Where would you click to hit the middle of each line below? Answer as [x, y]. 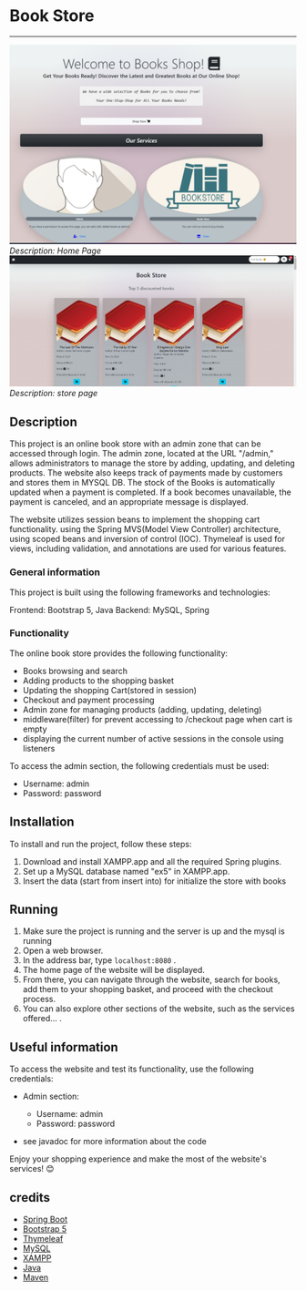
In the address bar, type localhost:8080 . [99, 960]
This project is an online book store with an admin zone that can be [135, 444]
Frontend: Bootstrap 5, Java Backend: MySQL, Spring [109, 610]
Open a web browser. [63, 951]
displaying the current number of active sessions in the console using [153, 738]
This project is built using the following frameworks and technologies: [140, 592]
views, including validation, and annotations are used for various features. [148, 548]
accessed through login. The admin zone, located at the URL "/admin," [142, 454]
